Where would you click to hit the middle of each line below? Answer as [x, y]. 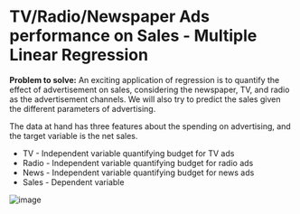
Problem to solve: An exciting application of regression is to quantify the [145, 79]
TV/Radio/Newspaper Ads [110, 17]
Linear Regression [79, 55]
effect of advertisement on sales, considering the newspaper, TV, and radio [150, 89]
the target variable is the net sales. [74, 135]
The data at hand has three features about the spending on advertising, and [150, 126]
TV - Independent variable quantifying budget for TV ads [128, 153]
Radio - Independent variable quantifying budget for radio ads [138, 163]
